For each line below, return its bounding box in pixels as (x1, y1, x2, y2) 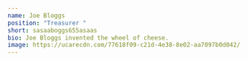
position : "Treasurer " (7, 19, 87, 27)
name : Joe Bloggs (7, 11, 66, 20)
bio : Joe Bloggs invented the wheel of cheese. (7, 33, 170, 42)
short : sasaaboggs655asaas (7, 26, 98, 34)
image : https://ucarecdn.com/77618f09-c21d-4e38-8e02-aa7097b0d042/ (7, 41, 241, 49)
